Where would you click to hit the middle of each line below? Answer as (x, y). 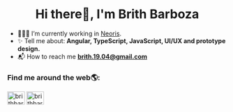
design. (29, 49)
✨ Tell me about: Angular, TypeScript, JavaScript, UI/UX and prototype (121, 40)
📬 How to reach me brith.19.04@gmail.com (82, 56)
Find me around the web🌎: (54, 77)
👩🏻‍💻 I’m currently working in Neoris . (69, 33)
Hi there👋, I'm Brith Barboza (117, 14)
